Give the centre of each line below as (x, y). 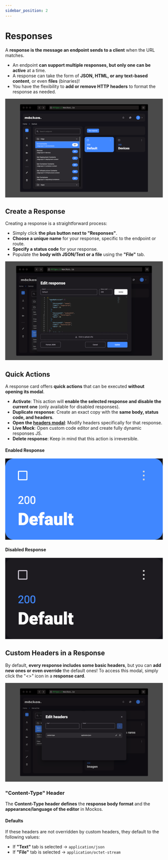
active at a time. (29, 70)
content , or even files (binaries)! (46, 81)
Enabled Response (25, 450)
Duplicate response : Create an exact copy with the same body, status (85, 412)
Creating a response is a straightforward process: (56, 224)
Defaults (14, 820)
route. (18, 244)
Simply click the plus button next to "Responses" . (65, 233)
